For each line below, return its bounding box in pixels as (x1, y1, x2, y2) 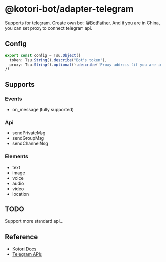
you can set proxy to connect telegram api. (5, 25, 92, 31)
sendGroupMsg (12, 135, 44, 141)
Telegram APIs (12, 251, 42, 257)
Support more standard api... (5, 218, 64, 224)
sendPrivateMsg (12, 130, 46, 136)
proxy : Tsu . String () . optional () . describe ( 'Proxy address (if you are (9, 62, 156, 67)
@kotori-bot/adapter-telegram (5, 3, 134, 15)
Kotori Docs (12, 246, 37, 252)
